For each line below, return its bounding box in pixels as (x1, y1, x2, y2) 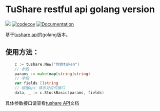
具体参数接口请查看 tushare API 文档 (5, 100, 79, 106)
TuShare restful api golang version (5, 4, 155, 15)
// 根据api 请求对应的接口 (14, 86, 65, 91)
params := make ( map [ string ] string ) (14, 71, 91, 76)
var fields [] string (14, 80, 58, 86)
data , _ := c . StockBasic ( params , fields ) (14, 90, 104, 95)
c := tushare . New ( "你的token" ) (14, 62, 80, 67)
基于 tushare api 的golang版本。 (5, 32, 71, 38)
